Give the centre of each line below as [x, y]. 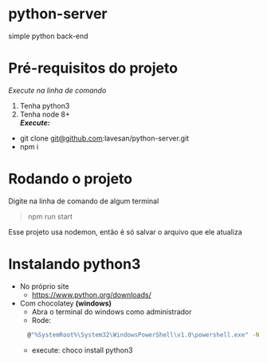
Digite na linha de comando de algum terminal [84, 201]
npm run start [50, 216]
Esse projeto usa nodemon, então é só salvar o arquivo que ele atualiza [126, 231]
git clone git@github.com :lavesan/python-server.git [104, 138]
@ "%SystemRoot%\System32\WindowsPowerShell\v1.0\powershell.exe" [138, 335]
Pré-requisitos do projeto [93, 68]
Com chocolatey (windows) [66, 303]
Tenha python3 [45, 105]
